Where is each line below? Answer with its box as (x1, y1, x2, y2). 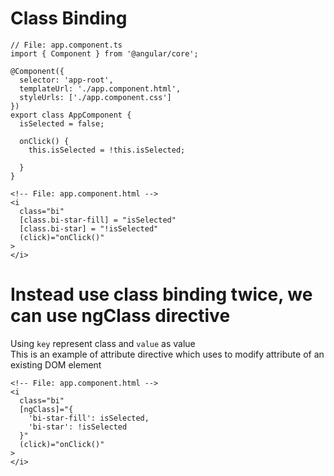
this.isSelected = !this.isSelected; (28, 145, 186, 155)
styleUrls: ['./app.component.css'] (19, 92, 172, 102)
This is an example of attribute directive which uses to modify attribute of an (10, 348, 325, 360)
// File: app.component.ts (10, 40, 123, 50)
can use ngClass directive (10, 305, 231, 327)
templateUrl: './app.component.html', (19, 83, 182, 94)
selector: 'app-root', (19, 75, 114, 85)
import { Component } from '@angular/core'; (10, 48, 199, 59)
